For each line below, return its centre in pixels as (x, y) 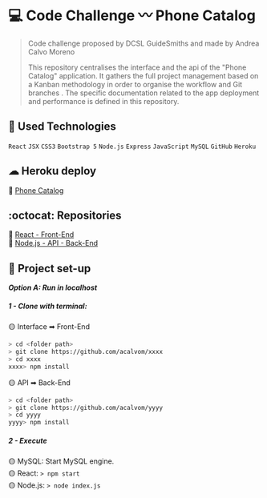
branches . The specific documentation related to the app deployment (144, 93)
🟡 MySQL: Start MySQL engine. (61, 461)
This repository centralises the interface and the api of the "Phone (137, 67)
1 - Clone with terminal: (48, 306)
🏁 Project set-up (50, 268)
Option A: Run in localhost (53, 287)
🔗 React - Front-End (41, 235)
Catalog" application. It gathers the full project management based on (143, 75)
